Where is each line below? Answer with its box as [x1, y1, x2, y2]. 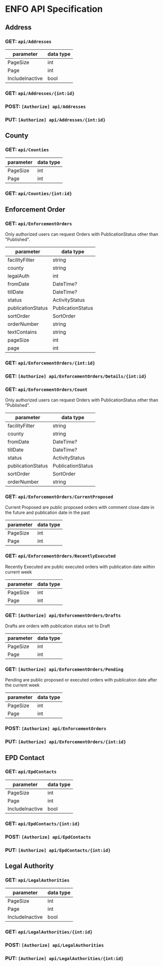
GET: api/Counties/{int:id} [5, 190, 72, 197]
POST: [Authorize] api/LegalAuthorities [5, 942, 104, 949]
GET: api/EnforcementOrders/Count [5, 386, 87, 393]
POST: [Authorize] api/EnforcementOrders [5, 725, 107, 732]
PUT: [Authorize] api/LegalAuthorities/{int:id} [5, 955, 124, 962]
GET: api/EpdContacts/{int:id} [5, 820, 80, 827]
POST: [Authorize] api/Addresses [5, 103, 86, 109]
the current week [5, 682, 40, 688]
